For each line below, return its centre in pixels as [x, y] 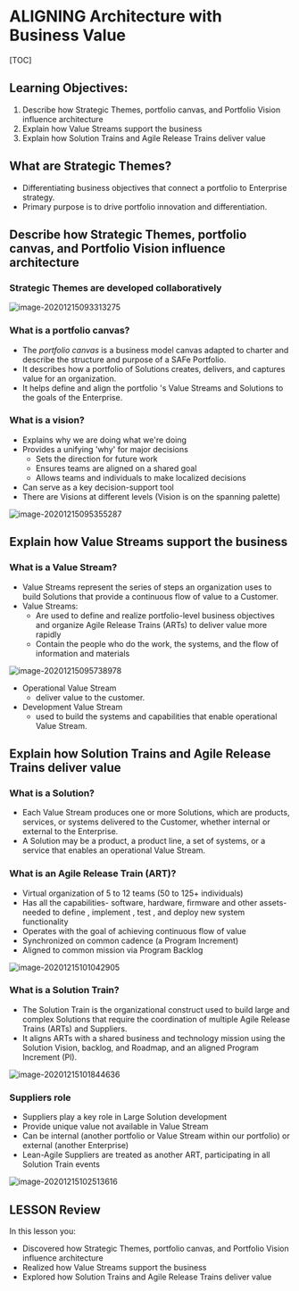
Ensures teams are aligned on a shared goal [116, 468]
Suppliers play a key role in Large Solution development [125, 1117]
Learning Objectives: [69, 88]
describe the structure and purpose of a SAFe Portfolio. [124, 360]
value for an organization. [69, 378]
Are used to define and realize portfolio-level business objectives [155, 615]
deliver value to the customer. [90, 697]
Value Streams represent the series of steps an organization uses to [147, 587]
